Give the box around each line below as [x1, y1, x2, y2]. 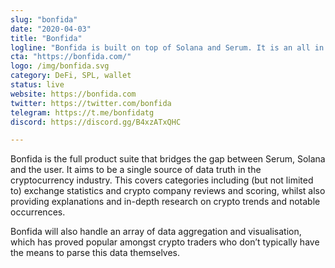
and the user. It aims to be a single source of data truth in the [10, 164, 262, 176]
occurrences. [10, 206, 66, 218]
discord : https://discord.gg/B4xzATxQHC [10, 117, 182, 127]
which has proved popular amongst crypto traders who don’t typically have [10, 236, 320, 248]
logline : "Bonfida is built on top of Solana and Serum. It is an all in [10, 42, 325, 53]
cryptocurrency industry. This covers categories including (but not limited [10, 174, 314, 186]
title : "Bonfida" [10, 33, 83, 43]
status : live [10, 80, 65, 90]
